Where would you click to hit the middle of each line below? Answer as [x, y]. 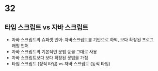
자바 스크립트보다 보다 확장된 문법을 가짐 [50, 58]
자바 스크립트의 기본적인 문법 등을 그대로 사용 [54, 52]
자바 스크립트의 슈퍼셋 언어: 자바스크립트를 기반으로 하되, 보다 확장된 [76, 40]
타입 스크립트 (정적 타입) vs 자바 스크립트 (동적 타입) [61, 64]
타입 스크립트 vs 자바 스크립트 [47, 27]
